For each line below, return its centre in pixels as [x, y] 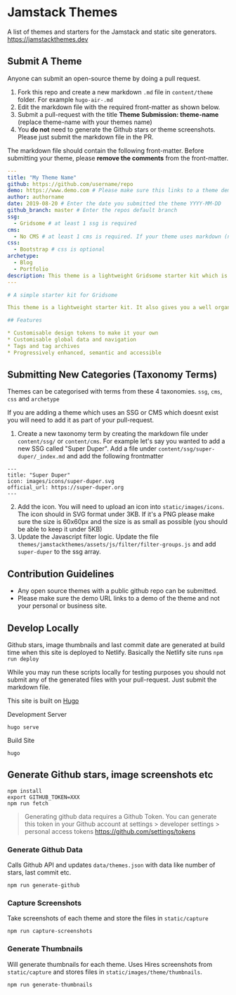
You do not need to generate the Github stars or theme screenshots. [116, 129]
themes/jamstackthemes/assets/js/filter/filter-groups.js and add [117, 544]
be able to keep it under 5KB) [60, 530]
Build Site [21, 741]
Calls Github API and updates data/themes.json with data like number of [111, 865]
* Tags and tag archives [44, 346]
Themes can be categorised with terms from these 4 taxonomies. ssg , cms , [115, 392]
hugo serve [23, 727]
